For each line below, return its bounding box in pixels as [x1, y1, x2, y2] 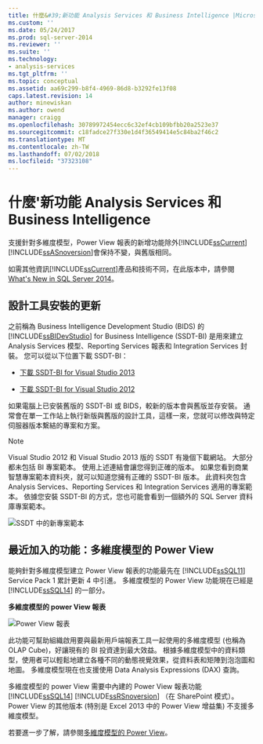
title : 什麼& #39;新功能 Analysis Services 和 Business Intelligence [8, 11, 229, 20]
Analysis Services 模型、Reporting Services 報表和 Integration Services [8, 341, 239, 350]
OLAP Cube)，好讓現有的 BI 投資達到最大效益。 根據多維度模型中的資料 [8, 645, 239, 655]
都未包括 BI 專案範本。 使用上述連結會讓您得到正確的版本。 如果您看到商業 [8, 462, 249, 472]
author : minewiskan [8, 99, 72, 107]
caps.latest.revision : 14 [8, 92, 92, 100]
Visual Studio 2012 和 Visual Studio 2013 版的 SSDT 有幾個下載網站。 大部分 [8, 452, 253, 461]
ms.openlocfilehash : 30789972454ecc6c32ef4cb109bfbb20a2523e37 [8, 121, 219, 129]
